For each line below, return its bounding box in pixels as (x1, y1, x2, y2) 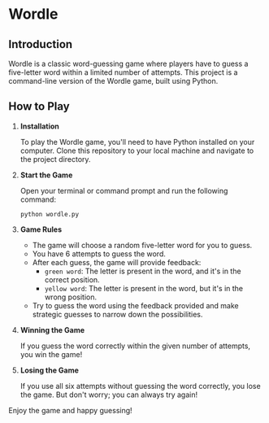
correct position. (44, 274, 100, 285)
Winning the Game (20, 325, 85, 334)
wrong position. (44, 292, 98, 302)
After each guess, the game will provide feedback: (32, 257, 202, 267)
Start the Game (20, 170, 73, 180)
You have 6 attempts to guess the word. (32, 249, 167, 259)
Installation (20, 121, 59, 131)
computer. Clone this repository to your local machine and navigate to (20, 146, 254, 155)
